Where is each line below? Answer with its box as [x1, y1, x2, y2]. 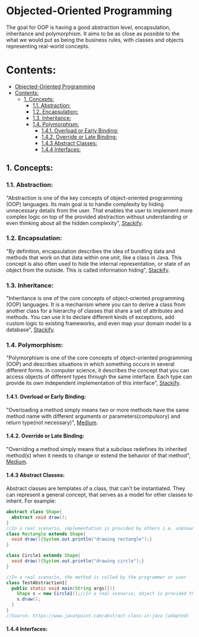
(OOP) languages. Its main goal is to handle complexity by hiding [6, 200, 164, 208]
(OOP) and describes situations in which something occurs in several [6, 361, 175, 368]
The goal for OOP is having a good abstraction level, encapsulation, [6, 24, 171, 31]
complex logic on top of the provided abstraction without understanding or [6, 213, 188, 220]
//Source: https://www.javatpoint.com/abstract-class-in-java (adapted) [6, 613, 190, 619]
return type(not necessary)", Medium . [6, 419, 98, 426]
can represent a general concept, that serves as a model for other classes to [6, 491, 193, 498]
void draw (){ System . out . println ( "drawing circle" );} [11, 558, 145, 564]
